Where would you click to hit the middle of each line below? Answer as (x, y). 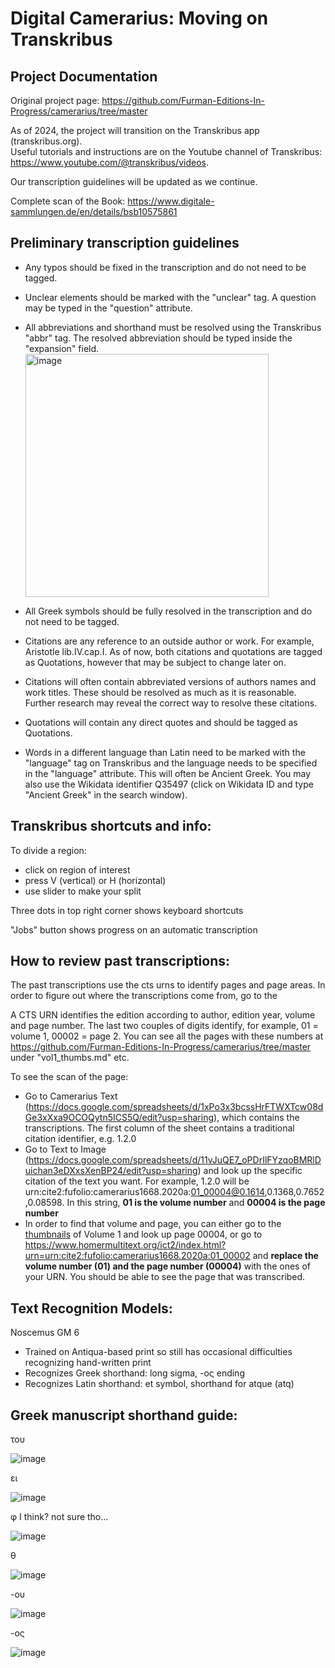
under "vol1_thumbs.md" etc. (70, 1058)
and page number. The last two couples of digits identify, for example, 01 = (164, 1026)
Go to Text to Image (65, 1149)
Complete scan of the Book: (68, 201)
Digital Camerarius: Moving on (139, 18)
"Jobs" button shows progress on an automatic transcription (134, 929)
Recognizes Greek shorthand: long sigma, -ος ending (134, 1373)
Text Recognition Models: (91, 1308)
